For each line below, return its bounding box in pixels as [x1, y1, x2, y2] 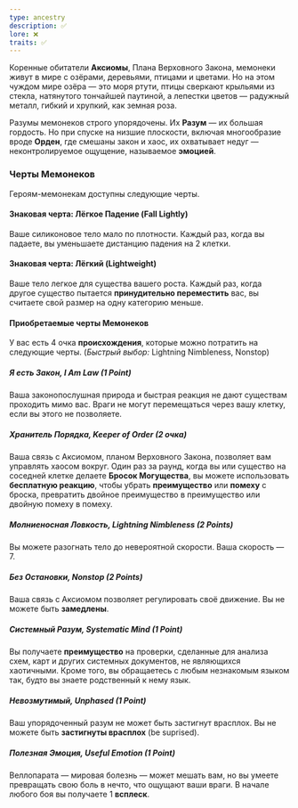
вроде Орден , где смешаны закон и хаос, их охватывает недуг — [9, 136, 260, 147]
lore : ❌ [9, 29, 39, 38]
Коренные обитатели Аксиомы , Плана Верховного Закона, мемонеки [9, 62, 276, 73]
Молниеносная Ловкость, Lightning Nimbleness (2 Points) [9, 518, 234, 530]
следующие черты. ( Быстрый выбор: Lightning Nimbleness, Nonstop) [9, 347, 270, 357]
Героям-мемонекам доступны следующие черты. [9, 188, 200, 199]
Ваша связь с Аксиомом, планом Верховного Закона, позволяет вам [9, 452, 271, 462]
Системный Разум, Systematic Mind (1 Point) [9, 624, 183, 634]
